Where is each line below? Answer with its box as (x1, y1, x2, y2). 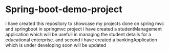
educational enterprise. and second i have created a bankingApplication (5, 37, 157, 43)
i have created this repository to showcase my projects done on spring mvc (5, 20, 164, 26)
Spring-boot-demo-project (5, 4, 122, 15)
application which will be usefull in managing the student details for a (5, 31, 151, 37)
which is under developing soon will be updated (5, 42, 107, 48)
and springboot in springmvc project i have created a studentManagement (5, 25, 162, 32)
